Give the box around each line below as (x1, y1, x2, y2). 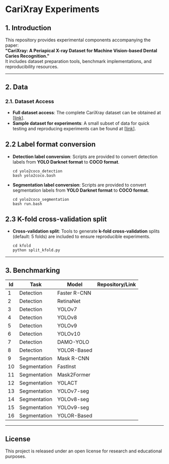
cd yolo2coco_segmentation (12, 197, 69, 202)
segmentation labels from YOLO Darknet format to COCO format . (12, 187, 149, 193)
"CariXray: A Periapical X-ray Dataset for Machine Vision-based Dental (5, 48, 157, 53)
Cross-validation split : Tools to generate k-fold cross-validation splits (12, 228, 160, 235)
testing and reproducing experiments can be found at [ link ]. (12, 125, 136, 131)
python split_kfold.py (12, 248, 60, 253)
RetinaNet (57, 298, 80, 305)
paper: (5, 42, 19, 48)
